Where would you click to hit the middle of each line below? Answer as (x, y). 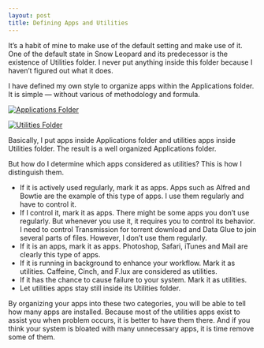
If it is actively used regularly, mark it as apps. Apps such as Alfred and (135, 187)
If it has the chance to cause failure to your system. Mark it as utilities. (133, 279)
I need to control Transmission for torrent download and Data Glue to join (138, 229)
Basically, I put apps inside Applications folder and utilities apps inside (122, 140)
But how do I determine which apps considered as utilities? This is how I (125, 163)
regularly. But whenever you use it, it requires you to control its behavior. (137, 221)
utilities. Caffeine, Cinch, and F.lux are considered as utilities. (119, 271)
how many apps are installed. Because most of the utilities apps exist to (124, 312)
